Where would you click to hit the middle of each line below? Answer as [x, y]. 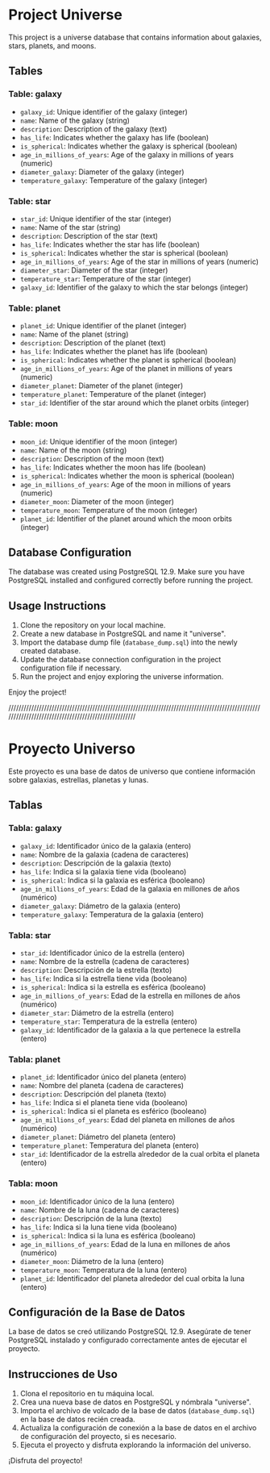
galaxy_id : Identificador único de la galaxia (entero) [106, 845]
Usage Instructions [57, 605]
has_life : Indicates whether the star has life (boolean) [110, 244]
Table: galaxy [35, 94]
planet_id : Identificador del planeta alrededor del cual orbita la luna [132, 1278]
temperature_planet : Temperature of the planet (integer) [113, 394]
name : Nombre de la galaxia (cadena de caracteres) [104, 854]
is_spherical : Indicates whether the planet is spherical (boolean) [128, 360]
